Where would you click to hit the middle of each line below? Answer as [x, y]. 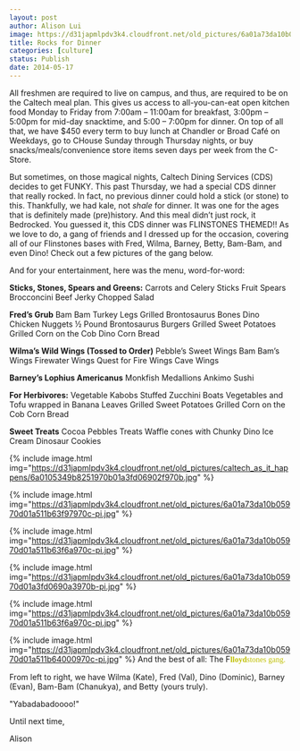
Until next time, [37, 721]
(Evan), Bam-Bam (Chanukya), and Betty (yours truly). [108, 687]
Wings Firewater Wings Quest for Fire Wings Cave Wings [114, 360]
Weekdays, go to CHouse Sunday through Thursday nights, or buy [131, 141]
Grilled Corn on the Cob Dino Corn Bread [85, 333]
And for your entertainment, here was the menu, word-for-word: [127, 270]
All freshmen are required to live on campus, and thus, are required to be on [149, 93]
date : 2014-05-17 [42, 68]
